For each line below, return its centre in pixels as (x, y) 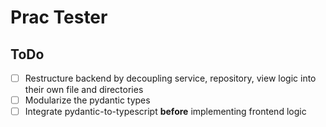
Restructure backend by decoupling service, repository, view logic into (170, 78)
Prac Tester (59, 17)
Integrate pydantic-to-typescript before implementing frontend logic (165, 112)
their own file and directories (84, 90)
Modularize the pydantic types (87, 100)
